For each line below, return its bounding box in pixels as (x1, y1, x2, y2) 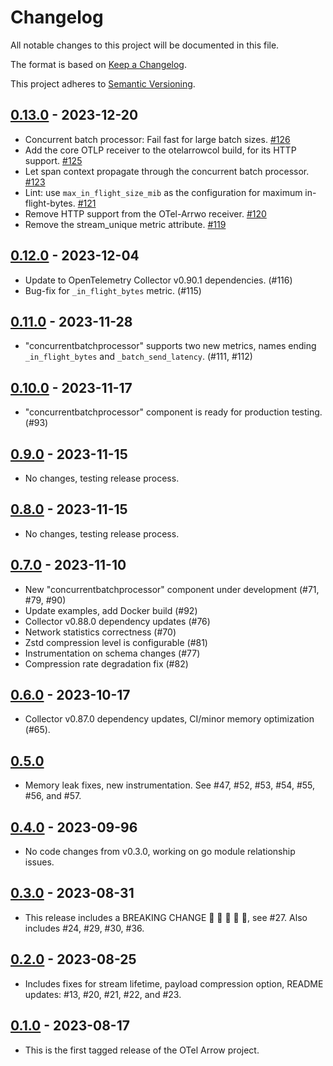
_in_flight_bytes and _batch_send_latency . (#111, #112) (24, 351, 253, 363)
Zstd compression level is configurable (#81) (24, 636, 208, 648)
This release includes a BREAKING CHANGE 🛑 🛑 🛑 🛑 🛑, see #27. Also (24, 911, 308, 923)
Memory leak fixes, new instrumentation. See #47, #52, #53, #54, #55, (24, 779, 316, 791)
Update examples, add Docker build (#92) (24, 604, 198, 616)
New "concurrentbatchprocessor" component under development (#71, (24, 583, 320, 595)
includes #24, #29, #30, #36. (24, 922, 145, 934)
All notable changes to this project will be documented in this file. (10, 39, 280, 51)
